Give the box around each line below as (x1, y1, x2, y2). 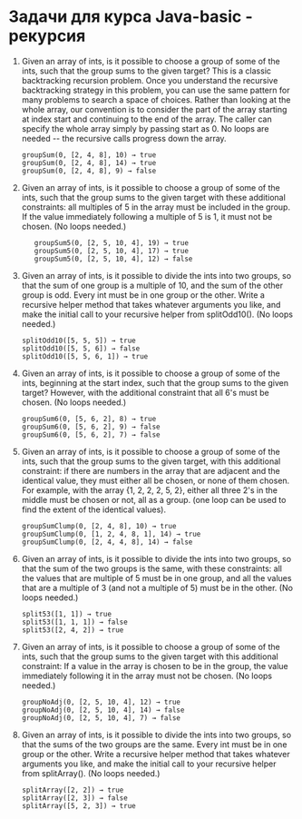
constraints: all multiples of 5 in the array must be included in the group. (21, 202, 291, 212)
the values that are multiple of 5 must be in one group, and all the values (21, 572, 292, 583)
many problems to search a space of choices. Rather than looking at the (21, 94, 291, 105)
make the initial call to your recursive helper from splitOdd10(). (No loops (21, 309, 294, 320)
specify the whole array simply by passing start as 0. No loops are (21, 123, 269, 133)
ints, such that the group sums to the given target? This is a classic (21, 65, 272, 76)
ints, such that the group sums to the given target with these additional (21, 192, 287, 202)
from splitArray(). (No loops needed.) (21, 767, 161, 778)
